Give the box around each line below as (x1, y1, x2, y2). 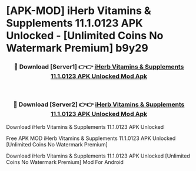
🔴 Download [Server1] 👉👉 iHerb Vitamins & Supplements (14, 63, 184, 71)
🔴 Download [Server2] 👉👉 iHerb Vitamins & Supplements (13, 101, 185, 109)
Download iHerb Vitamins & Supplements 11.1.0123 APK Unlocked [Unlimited (6, 152, 190, 159)
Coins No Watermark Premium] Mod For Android (6, 158, 124, 165)
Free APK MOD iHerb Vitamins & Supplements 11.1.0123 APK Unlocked (6, 135, 176, 142)
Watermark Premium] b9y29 (6, 42, 148, 55)
